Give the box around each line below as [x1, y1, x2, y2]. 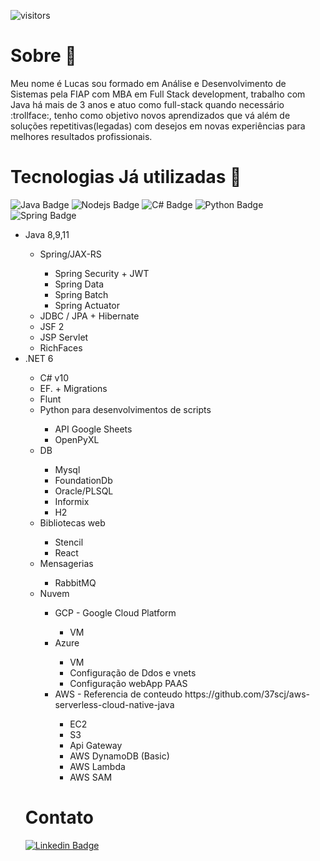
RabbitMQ [54, 576, 97, 589]
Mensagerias [39, 557, 94, 569]
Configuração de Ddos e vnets [69, 666, 197, 679]
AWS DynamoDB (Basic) [69, 750, 170, 762]
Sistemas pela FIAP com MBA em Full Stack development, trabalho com [10, 88, 306, 100]
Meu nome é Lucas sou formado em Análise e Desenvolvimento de [10, 77, 287, 89]
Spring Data [54, 278, 105, 290]
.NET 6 [24, 352, 54, 364]
